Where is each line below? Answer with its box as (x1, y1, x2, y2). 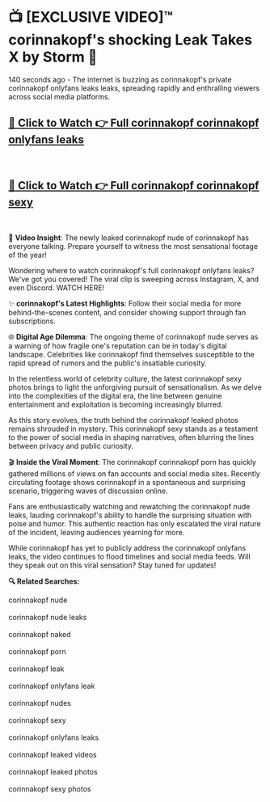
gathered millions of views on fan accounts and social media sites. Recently (8, 468, 260, 479)
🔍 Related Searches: (8, 576, 80, 586)
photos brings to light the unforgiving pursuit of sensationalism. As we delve (8, 382, 263, 392)
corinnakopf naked (8, 629, 71, 639)
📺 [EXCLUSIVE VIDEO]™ (8, 8, 174, 27)
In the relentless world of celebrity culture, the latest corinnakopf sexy (8, 374, 243, 383)
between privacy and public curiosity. (8, 441, 133, 450)
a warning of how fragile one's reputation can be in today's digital (8, 340, 228, 350)
